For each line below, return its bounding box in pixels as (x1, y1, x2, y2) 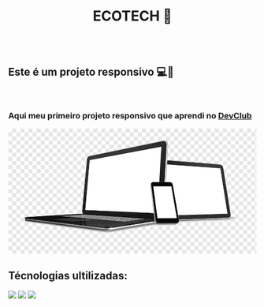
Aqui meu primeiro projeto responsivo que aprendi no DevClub (8, 110, 252, 121)
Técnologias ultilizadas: (8, 269, 128, 283)
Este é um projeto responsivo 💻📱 (8, 66, 175, 79)
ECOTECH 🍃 (92, 7, 173, 25)
